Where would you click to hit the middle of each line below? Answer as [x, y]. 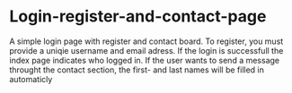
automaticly [31, 79]
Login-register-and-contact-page [138, 17]
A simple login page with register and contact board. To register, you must [146, 41]
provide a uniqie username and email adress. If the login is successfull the [146, 50]
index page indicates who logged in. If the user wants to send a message [145, 60]
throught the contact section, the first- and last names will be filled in [137, 70]
